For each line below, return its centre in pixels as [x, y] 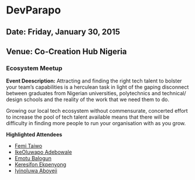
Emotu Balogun [33, 158]
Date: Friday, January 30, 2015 [63, 32]
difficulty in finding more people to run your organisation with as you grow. [96, 123]
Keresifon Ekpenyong [40, 165]
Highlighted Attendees [34, 134]
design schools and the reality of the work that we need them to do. [88, 99]
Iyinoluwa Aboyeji [36, 171]
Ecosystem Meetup [34, 68]
